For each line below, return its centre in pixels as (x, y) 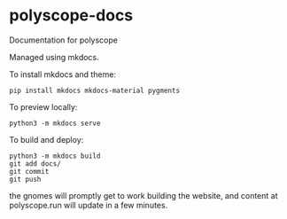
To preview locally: (43, 106)
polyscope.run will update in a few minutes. (89, 205)
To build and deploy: (47, 139)
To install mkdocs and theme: (63, 74)
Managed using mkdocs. (54, 57)
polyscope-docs (71, 16)
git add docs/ (35, 164)
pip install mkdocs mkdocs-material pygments (94, 90)
